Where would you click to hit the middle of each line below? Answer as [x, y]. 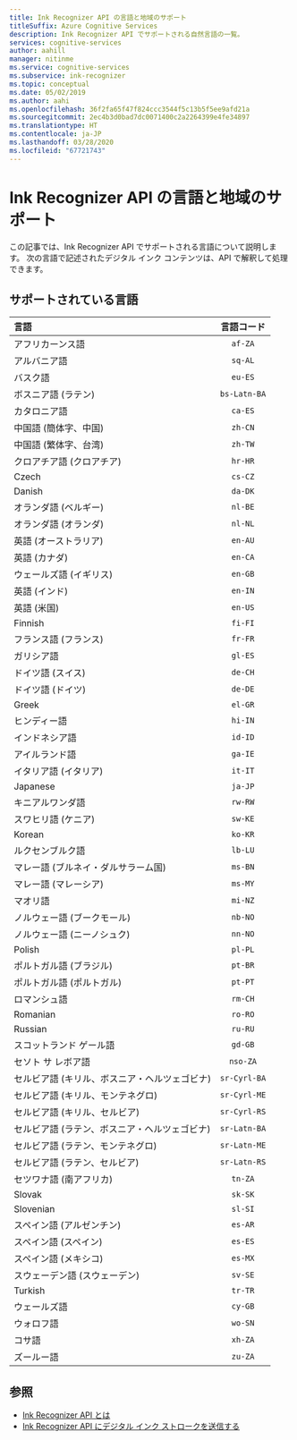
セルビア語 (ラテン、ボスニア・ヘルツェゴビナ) [112, 1130]
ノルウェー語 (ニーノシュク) [72, 935]
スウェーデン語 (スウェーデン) [77, 1275]
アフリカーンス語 [49, 344]
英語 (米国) [37, 608]
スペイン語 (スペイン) [58, 1242]
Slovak [28, 1195]
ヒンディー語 [40, 721]
